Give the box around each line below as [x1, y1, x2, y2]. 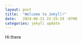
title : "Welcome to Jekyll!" [5, 12, 67, 17]
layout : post [5, 7, 32, 12]
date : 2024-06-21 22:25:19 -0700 [5, 16, 78, 21]
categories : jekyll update [5, 21, 60, 26]
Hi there [5, 34, 21, 40]
